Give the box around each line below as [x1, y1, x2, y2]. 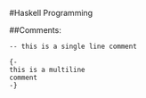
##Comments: [9, 25, 62, 35]
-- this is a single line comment [9, 42, 138, 51]
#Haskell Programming [9, 8, 93, 18]
